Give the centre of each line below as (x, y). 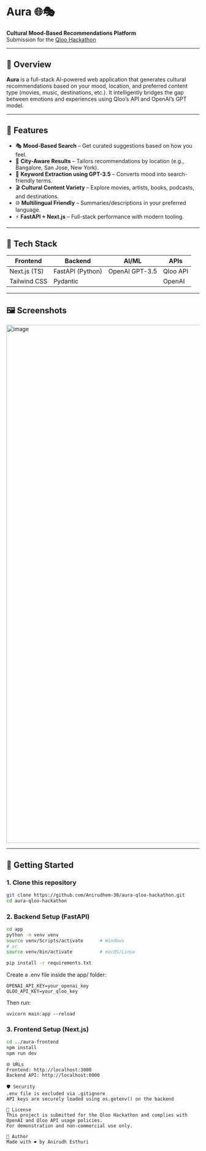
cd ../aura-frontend (33, 1042)
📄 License (19, 1110)
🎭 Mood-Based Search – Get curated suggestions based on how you (104, 145)
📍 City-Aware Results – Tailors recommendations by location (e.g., (100, 161)
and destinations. (37, 196)
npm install (21, 1048)
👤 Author (17, 1137)
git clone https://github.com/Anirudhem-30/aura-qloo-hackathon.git (96, 895)
